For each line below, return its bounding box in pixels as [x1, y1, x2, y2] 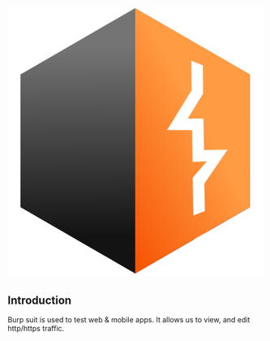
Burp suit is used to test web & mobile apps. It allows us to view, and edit [7, 315, 251, 325]
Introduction [7, 293, 72, 307]
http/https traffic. [7, 324, 65, 334]
